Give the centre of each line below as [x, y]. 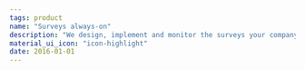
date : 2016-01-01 [42, 52]
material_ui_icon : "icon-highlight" [79, 43]
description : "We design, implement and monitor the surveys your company [154, 35]
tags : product [36, 18]
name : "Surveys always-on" [60, 26]
